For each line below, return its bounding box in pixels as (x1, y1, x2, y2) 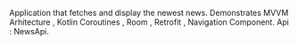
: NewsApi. (9, 26, 49, 36)
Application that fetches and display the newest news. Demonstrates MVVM (9, 8, 289, 18)
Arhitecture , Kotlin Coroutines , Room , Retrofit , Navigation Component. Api (9, 17, 290, 27)
